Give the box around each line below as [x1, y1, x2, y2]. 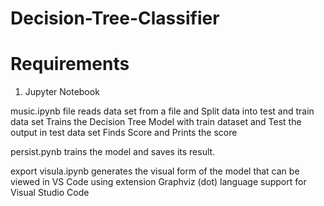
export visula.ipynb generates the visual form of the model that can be [10, 165, 300, 177]
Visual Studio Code [10, 187, 90, 199]
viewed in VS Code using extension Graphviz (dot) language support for [10, 176, 307, 188]
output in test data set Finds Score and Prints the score [10, 127, 238, 139]
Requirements [10, 53, 130, 76]
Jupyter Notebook [24, 86, 100, 98]
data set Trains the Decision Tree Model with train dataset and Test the [10, 116, 302, 128]
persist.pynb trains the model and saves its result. [10, 146, 216, 158]
